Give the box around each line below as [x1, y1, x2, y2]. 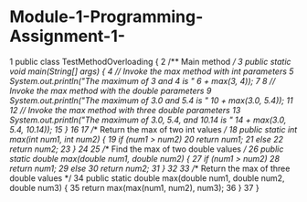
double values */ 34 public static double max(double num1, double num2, [9, 172, 285, 184]
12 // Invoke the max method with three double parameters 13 [9, 104, 241, 115]
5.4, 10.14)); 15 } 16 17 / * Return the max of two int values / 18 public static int [9, 123, 298, 134]
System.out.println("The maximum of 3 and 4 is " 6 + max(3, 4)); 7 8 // [9, 75, 276, 86]
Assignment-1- [9, 26, 126, 47]
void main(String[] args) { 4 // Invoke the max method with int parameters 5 [9, 66, 294, 77]
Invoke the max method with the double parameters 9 [9, 85, 212, 96]
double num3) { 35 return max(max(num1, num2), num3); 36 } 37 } [9, 182, 259, 193]
